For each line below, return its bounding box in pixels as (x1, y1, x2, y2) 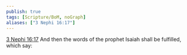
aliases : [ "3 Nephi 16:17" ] (6, 20, 76, 25)
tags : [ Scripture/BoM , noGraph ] (6, 14, 86, 20)
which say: (6, 42, 33, 49)
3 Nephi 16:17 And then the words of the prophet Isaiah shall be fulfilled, (6, 36, 182, 43)
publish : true (6, 8, 41, 15)
